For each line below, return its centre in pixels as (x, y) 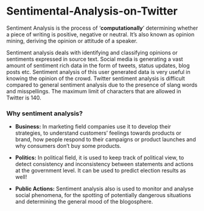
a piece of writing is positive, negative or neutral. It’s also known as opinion (100, 34)
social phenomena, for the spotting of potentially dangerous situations (103, 195)
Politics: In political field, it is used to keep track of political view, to (100, 158)
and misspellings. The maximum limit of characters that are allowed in (94, 91)
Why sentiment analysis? (45, 113)
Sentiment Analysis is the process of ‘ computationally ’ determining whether (102, 28)
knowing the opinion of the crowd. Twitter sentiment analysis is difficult (96, 78)
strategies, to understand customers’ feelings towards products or (98, 133)
